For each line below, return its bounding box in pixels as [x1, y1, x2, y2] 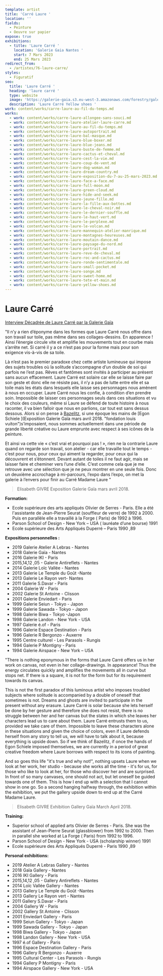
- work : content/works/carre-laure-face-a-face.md [9, 179, 114, 184]
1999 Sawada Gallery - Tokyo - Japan [12, 924, 88, 930]
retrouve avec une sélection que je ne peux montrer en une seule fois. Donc [5, 466, 157, 472]
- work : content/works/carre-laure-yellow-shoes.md [9, 283, 116, 287]
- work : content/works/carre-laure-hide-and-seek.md [9, 192, 118, 197]
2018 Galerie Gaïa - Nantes [12, 549, 66, 555]
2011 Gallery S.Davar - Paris [12, 898, 68, 904]
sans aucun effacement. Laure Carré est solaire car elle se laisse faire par [5, 374, 152, 380]
